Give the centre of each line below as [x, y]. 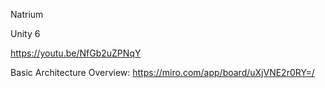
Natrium [27, 14]
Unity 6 [25, 33]
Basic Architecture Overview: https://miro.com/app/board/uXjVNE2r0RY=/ [162, 72]
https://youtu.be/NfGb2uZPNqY [76, 53]
